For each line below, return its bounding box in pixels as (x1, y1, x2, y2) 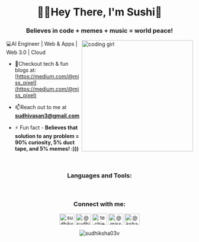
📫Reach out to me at (14, 104, 67, 111)
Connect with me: (73, 200, 126, 208)
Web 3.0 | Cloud (6, 49, 46, 56)
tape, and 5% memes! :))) (14, 145, 79, 152)
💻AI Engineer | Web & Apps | (6, 40, 78, 47)
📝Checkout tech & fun (14, 60, 69, 68)
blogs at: (14, 66, 37, 74)
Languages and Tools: (67, 171, 132, 180)
